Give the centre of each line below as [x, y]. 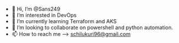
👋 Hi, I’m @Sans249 [36, 9]
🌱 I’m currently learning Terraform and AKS [64, 21]
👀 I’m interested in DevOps [44, 15]
